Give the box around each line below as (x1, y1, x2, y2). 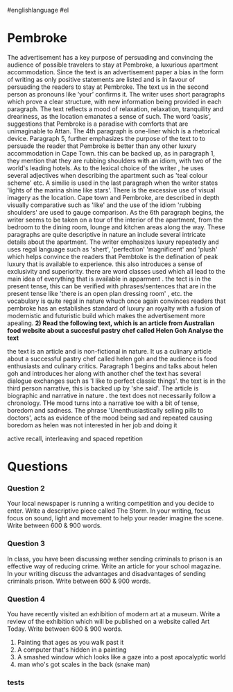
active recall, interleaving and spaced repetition (7, 434, 144, 443)
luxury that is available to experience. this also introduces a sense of (7, 260, 203, 268)
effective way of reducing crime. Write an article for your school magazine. (7, 562, 221, 570)
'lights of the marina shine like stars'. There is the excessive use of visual (7, 186, 216, 194)
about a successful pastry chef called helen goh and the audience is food (7, 354, 218, 363)
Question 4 (7, 594, 46, 604)
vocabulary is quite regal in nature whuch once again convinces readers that (7, 297, 226, 305)
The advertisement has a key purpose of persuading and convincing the (7, 53, 214, 61)
